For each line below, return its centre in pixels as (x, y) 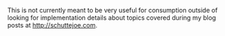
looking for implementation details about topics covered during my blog (112, 18)
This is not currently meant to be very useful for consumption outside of (112, 10)
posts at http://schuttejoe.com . (53, 25)
